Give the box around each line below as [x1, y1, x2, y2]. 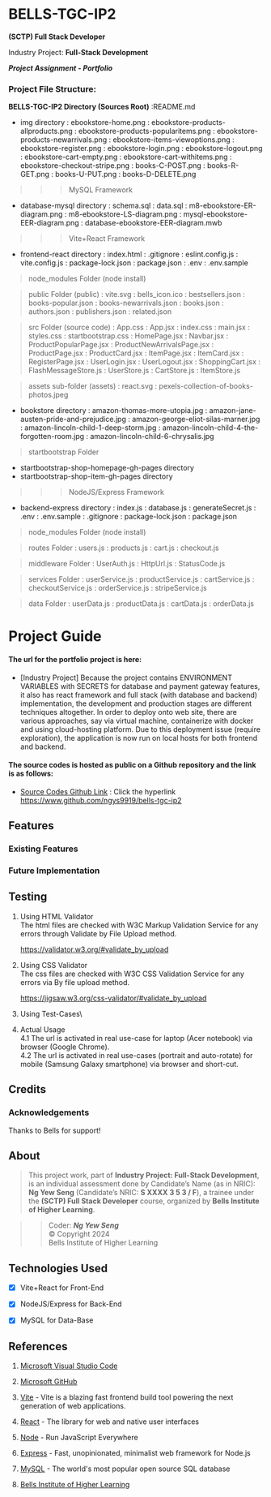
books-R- [207, 161, 239, 170]
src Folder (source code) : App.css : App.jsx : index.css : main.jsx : [28, 322, 251, 333]
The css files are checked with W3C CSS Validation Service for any [19, 969, 244, 979]
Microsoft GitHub [19, 1377, 78, 1387]
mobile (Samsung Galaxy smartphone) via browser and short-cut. [19, 1059, 239, 1069]
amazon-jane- [209, 406, 256, 415]
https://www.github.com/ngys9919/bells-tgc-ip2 [19, 795, 182, 805]
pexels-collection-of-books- [159, 381, 253, 391]
